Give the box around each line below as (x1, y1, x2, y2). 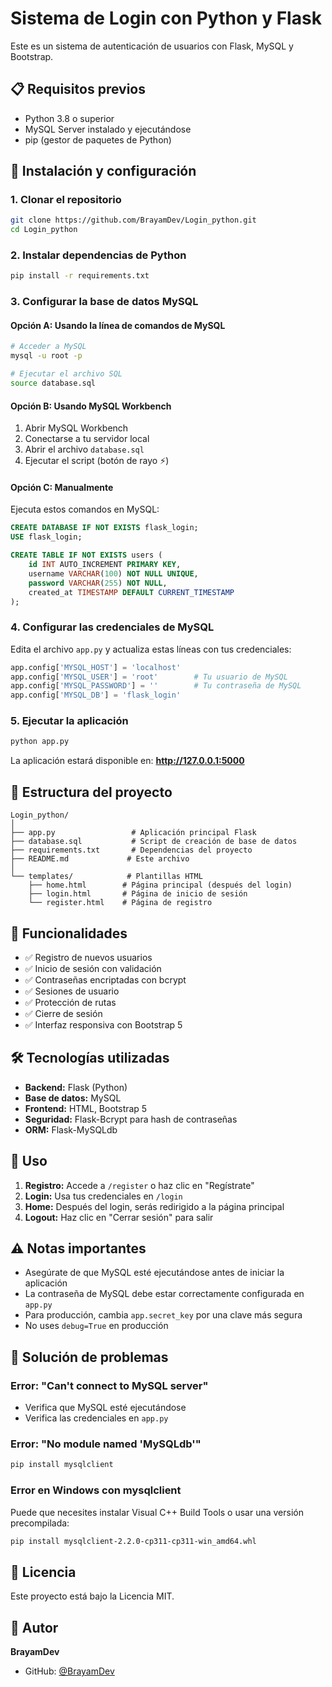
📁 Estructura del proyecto (10, 783, 173, 801)
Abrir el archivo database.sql (24, 443, 145, 456)
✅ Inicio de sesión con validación (24, 962, 162, 974)
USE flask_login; (10, 532, 83, 542)
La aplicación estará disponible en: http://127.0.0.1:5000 (10, 755, 245, 767)
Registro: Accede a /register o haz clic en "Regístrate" (24, 1179, 255, 1191)
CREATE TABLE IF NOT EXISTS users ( (10, 550, 163, 561)
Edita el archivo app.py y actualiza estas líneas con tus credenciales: (10, 643, 292, 655)
